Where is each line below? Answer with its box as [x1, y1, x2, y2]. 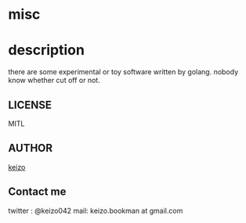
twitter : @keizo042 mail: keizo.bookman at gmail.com [8, 206, 183, 215]
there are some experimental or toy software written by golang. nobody [8, 67, 239, 77]
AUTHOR [8, 142, 53, 155]
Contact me [8, 185, 67, 199]
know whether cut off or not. [8, 76, 100, 85]
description [8, 41, 85, 59]
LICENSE [8, 98, 52, 111]
